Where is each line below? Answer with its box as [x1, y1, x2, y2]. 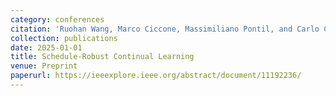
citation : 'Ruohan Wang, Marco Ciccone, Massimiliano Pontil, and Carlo [10, 24, 320, 34]
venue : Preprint [10, 61, 78, 71]
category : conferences [10, 14, 105, 25]
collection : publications [10, 33, 118, 43]
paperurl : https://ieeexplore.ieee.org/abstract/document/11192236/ [10, 71, 302, 81]
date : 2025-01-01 [10, 42, 83, 53]
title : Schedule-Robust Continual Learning [10, 52, 195, 62]
